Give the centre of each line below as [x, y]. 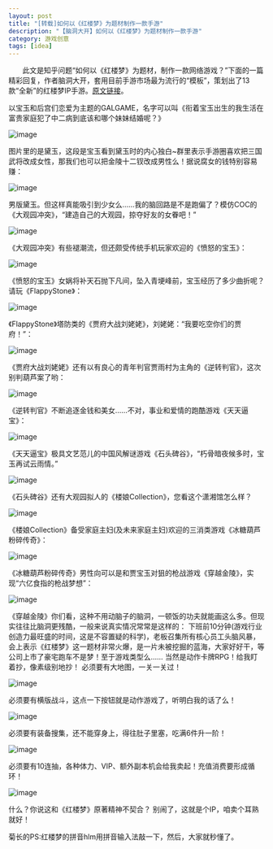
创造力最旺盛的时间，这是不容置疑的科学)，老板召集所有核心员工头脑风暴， [134, 637]
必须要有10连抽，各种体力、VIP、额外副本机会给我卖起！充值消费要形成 [128, 766]
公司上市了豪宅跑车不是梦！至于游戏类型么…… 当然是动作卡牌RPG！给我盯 [133, 657]
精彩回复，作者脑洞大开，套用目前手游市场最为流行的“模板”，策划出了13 [129, 81]
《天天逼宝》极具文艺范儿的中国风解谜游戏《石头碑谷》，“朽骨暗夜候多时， [133, 454]
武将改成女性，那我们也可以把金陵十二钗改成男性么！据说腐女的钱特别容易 [133, 161]
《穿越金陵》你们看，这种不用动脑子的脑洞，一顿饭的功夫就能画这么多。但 [133, 616]
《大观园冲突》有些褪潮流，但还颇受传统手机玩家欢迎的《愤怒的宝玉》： [128, 248]
